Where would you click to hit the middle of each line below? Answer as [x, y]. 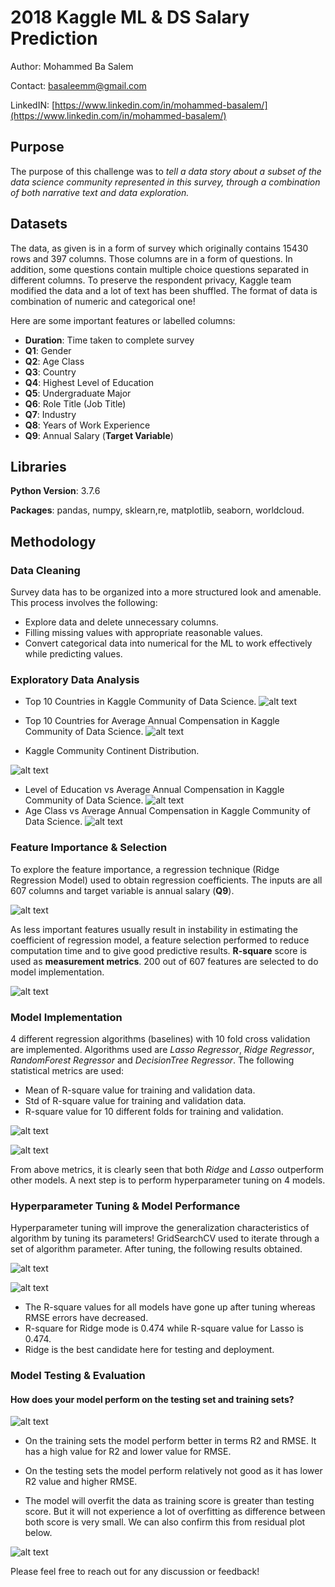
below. [38, 1533]
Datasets [39, 224]
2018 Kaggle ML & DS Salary [130, 17]
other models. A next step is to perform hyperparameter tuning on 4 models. [168, 1180]
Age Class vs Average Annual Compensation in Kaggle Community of [168, 811]
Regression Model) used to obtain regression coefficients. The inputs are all [166, 880]
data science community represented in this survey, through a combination [165, 182]
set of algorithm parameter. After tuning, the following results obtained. [156, 1249]
